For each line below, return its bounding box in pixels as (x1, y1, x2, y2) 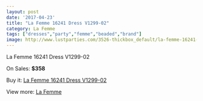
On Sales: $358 (6, 65, 45, 72)
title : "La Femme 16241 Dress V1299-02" (6, 20, 110, 26)
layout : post (6, 8, 39, 15)
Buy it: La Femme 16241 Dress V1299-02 (6, 76, 107, 84)
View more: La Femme (6, 88, 62, 95)
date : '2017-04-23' (6, 14, 56, 20)
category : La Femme (6, 25, 56, 32)
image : (6, 37, 23, 43)
